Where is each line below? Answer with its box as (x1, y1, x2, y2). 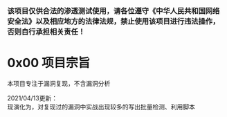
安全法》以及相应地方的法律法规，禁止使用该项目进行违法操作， (7, 16, 220, 26)
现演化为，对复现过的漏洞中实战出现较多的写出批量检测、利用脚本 (7, 102, 195, 111)
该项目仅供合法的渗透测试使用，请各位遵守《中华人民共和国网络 (7, 6, 220, 15)
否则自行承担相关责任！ (7, 26, 85, 36)
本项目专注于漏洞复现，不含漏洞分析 (7, 79, 111, 87)
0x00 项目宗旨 (7, 55, 91, 71)
